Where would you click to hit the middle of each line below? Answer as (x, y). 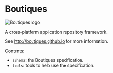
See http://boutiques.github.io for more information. (56, 41)
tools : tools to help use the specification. (53, 65)
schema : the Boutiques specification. (48, 60)
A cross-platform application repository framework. (56, 32)
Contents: (15, 51)
